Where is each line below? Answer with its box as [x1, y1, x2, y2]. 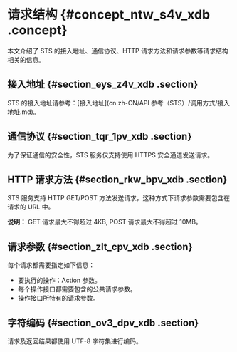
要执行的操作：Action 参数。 [17, 276, 102, 285]
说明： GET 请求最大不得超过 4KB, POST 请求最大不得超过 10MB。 [7, 218, 203, 227]
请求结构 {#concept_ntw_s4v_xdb [7, 6, 211, 23]
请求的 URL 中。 [7, 202, 55, 211]
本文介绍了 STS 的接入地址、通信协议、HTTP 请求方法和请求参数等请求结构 [7, 46, 229, 55]
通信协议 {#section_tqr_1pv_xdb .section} [7, 130, 192, 143]
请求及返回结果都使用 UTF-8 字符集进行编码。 [7, 337, 142, 346]
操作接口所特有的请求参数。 [17, 294, 100, 303]
